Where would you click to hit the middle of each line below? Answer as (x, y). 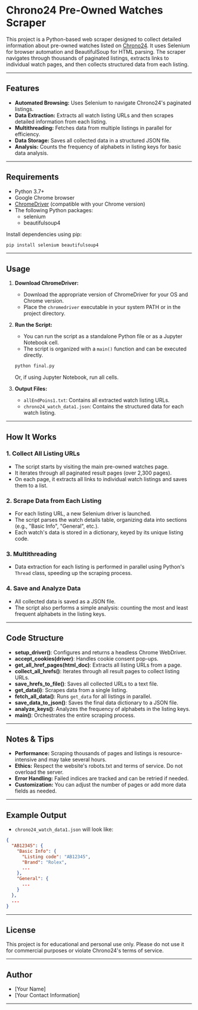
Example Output (36, 815)
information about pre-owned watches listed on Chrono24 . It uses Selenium (98, 46)
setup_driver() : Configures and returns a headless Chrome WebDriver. (100, 652)
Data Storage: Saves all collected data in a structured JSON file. (93, 140)
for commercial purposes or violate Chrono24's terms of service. (85, 951)
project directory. (44, 313)
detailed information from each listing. (61, 121)
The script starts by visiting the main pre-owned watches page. (92, 466)
